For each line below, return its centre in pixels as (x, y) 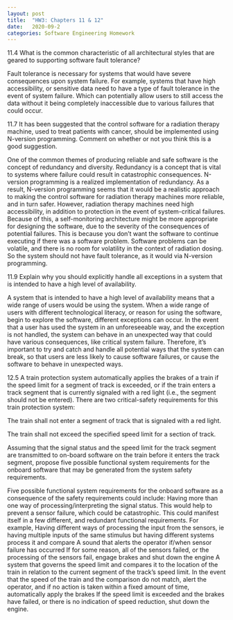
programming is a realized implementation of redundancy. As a (120, 182)
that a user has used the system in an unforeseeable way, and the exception (116, 327)
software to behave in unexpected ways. (65, 364)
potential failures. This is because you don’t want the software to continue (113, 234)
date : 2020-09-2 (34, 26)
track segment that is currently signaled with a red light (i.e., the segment (112, 392)
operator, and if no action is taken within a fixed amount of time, (98, 587)
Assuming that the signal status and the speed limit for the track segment (112, 448)
